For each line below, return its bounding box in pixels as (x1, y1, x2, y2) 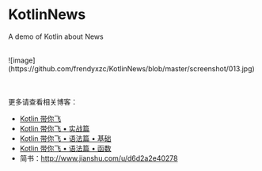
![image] (8, 55, 36, 65)
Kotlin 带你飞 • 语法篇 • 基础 (19, 133, 112, 143)
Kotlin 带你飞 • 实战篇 (19, 123, 90, 133)
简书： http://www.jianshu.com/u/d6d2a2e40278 (19, 153, 178, 163)
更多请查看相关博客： (8, 97, 78, 106)
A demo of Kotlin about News (8, 32, 104, 41)
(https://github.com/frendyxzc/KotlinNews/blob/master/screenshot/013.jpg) (8, 63, 255, 73)
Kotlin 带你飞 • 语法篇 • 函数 (19, 143, 112, 153)
